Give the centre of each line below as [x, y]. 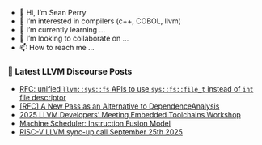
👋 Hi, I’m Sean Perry [53, 13]
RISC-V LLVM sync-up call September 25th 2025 [101, 132]
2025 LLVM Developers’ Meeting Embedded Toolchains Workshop [130, 115]
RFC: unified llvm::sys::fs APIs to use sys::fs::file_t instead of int [136, 89]
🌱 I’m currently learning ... [62, 30]
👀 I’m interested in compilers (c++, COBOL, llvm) [100, 21]
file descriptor [42, 98]
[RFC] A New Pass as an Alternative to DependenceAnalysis [119, 106]
